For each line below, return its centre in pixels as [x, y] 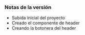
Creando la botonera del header [44, 28]
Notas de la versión [28, 7]
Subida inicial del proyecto [38, 18]
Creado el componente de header [46, 23]
